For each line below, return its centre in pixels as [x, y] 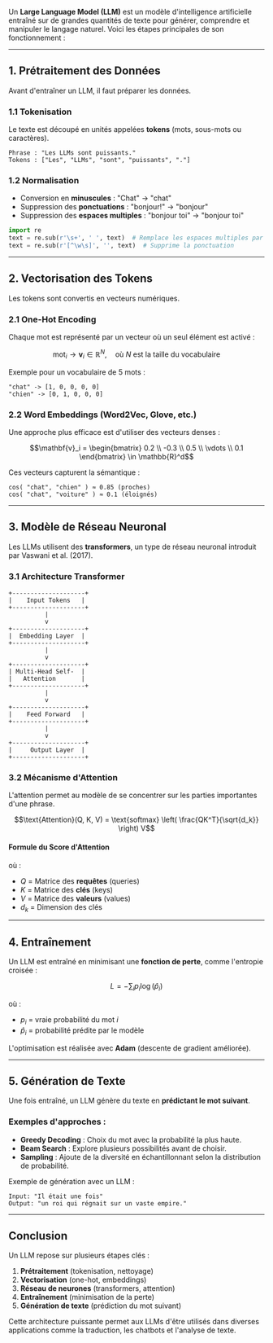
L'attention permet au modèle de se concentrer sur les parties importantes [133, 795]
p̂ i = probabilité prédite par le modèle [82, 1031]
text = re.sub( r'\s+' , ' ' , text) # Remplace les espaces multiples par [136, 238]
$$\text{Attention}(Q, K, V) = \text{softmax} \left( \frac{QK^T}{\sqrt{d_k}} [136, 820]
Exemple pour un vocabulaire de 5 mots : [77, 372]
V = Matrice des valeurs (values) [76, 898]
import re [25, 230]
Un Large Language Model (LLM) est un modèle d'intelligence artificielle [130, 12]
